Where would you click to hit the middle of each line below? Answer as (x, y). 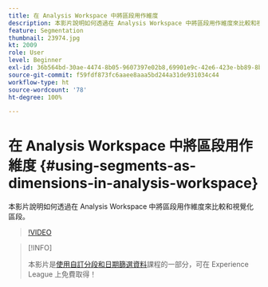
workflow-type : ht (39, 82)
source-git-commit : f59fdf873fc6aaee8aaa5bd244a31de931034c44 (114, 75)
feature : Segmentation (46, 30)
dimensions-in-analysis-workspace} (134, 183)
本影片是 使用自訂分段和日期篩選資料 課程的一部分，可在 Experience (138, 265)
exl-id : (21, 68)
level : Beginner (35, 61)
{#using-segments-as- (118, 166)
